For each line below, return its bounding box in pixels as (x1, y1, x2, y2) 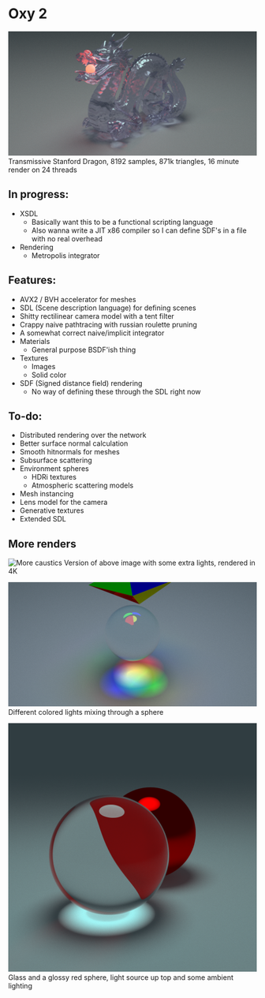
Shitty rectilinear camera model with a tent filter (19, 311, 175, 320)
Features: (8, 274, 57, 287)
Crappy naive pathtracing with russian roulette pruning (19, 320, 197, 329)
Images (31, 361, 56, 371)
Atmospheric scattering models (31, 480, 134, 490)
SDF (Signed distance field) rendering (19, 378, 143, 387)
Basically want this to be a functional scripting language (31, 217, 214, 226)
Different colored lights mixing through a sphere (8, 708, 164, 717)
